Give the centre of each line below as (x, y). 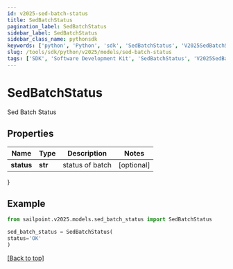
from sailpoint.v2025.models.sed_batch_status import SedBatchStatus (110, 220)
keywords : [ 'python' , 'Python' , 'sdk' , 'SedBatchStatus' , (93, 46)
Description (87, 153)
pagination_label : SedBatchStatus (57, 26)
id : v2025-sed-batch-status (48, 13)
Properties (31, 134)
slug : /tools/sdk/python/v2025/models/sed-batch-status (89, 53)
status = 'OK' (24, 239)
